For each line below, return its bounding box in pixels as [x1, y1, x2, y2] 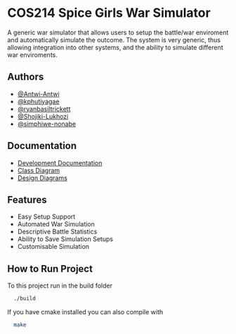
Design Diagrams [17, 174, 68, 182]
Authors [7, 71, 44, 83]
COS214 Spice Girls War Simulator [7, 5, 211, 21]
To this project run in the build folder [7, 281, 112, 290]
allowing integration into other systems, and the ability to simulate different [7, 43, 223, 51]
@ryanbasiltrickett [17, 104, 71, 113]
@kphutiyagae [17, 97, 60, 105]
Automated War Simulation [17, 220, 95, 229]
